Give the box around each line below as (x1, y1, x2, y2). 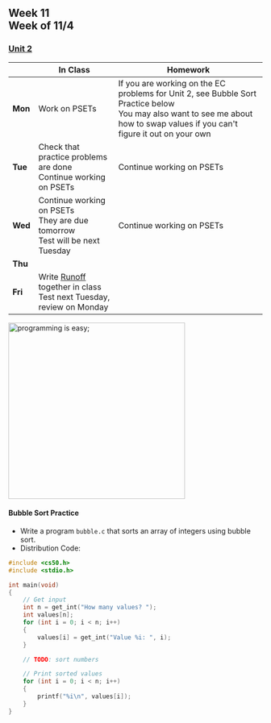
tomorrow (38, 225, 76, 236)
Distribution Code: (19, 543, 81, 553)
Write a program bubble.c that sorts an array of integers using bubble (19, 526, 252, 535)
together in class (38, 281, 102, 293)
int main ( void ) (8, 580, 60, 589)
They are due (38, 214, 89, 226)
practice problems (38, 151, 107, 162)
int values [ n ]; (23, 611, 74, 619)
